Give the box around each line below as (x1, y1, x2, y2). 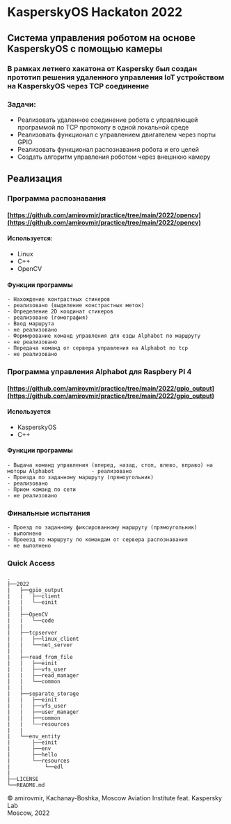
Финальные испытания (7, 508, 90, 518)
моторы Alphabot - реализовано (7, 468, 132, 475)
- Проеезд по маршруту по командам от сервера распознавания (7, 536, 189, 543)
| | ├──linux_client (7, 635, 79, 642)
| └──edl (7, 763, 64, 770)
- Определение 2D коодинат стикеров (7, 308, 113, 316)
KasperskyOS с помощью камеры (7, 42, 163, 54)
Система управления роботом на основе (7, 32, 196, 44)
